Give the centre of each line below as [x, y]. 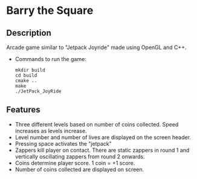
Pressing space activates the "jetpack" [63, 143]
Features [23, 110]
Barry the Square [50, 11]
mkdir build [30, 70]
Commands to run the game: [50, 59]
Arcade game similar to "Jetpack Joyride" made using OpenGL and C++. [96, 47]
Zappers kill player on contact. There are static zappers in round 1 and [102, 150]
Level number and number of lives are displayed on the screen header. [103, 137]
